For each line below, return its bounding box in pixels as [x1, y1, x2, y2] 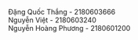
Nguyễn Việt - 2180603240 [8, 15, 96, 25]
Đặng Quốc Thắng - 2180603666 [8, 8, 116, 16]
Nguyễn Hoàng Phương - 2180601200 [8, 24, 131, 32]
